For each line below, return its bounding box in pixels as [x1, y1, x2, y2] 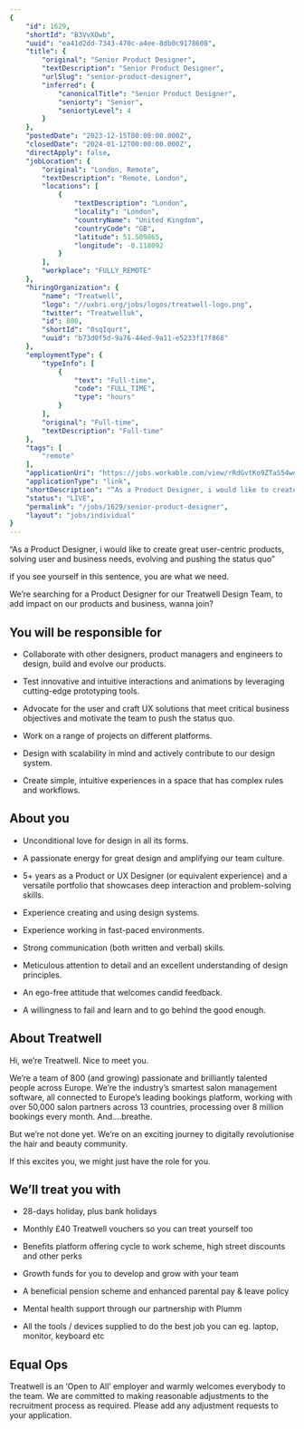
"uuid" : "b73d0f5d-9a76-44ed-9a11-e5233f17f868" [42, 334, 229, 343]
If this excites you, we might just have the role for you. [9, 1155, 211, 1166]
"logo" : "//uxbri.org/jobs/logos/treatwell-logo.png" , [42, 300, 253, 309]
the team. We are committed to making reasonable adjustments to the [9, 1391, 270, 1402]
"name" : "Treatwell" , [42, 291, 124, 300]
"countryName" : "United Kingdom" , [73, 215, 204, 225]
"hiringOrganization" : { [25, 283, 119, 292]
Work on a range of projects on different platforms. [22, 730, 213, 741]
